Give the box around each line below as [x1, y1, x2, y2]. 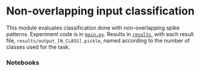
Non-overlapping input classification [6, 4, 195, 18]
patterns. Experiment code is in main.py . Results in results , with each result [6, 30, 194, 37]
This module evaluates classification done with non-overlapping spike [6, 24, 180, 31]
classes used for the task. [6, 43, 70, 51]
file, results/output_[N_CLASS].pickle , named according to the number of [6, 37, 190, 44]
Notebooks [6, 58, 40, 67]
